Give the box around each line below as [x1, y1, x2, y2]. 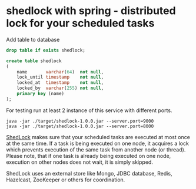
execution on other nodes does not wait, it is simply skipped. [6, 158, 153, 166]
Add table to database [6, 36, 60, 43]
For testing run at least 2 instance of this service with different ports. [6, 107, 172, 114]
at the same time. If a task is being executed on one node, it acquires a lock [6, 140, 190, 147]
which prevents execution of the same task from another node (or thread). [6, 146, 186, 153]
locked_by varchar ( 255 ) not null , [16, 85, 104, 92]
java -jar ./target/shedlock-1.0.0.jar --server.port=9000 [6, 118, 154, 124]
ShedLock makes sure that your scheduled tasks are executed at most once [6, 133, 190, 140]
